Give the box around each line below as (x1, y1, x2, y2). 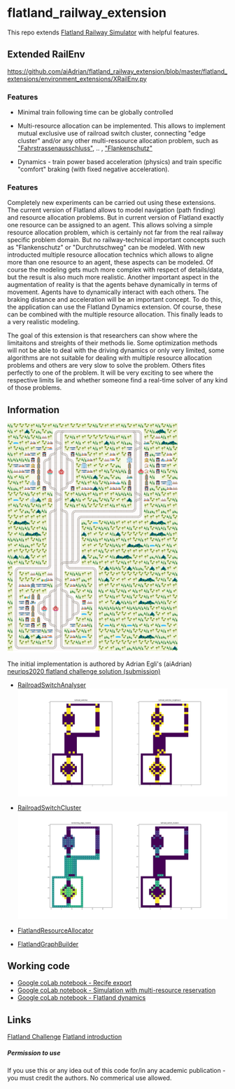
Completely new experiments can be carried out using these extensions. (7, 199, 216, 207)
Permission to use (7, 1048, 61, 1057)
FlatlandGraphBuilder (17, 940, 79, 948)
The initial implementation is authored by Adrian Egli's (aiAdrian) (7, 660, 192, 668)
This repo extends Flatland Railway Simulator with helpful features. (7, 28, 199, 36)
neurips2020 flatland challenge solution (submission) (7, 667, 161, 676)
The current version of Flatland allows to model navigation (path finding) (7, 206, 215, 215)
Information (7, 403, 60, 415)
